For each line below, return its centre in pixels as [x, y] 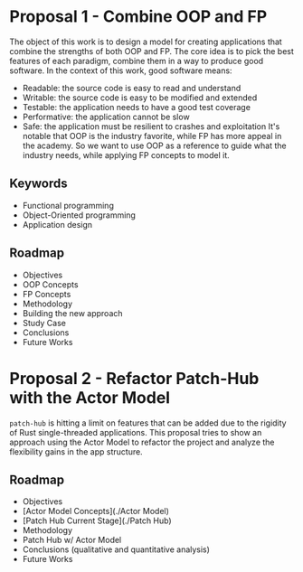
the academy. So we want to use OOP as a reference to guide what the [154, 145]
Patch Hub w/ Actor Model [72, 540]
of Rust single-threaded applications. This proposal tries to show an [136, 432]
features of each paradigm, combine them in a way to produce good [137, 61]
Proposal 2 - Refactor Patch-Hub [134, 378]
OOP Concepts [50, 284]
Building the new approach [73, 313]
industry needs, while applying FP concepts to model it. [126, 155]
